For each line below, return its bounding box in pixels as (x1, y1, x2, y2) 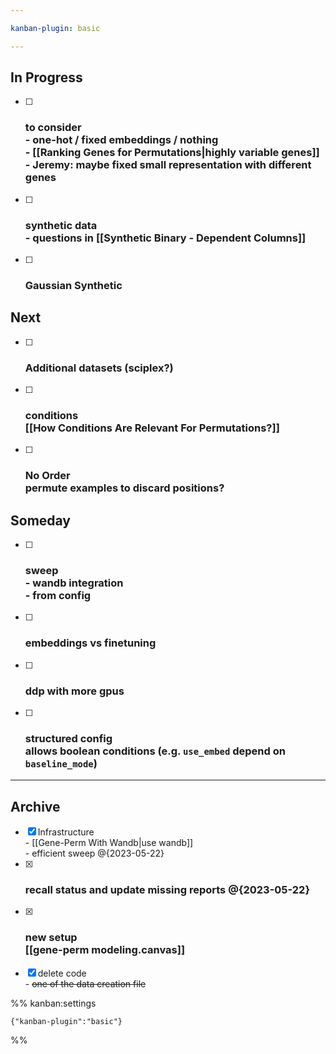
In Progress (10, 69, 83, 86)
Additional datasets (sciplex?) (24, 361, 174, 375)
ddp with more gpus (24, 684, 125, 698)
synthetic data (24, 218, 98, 232)
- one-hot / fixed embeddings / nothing (24, 133, 219, 147)
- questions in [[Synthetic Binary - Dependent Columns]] (24, 231, 307, 245)
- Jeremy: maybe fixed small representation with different (24, 158, 312, 172)
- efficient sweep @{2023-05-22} (24, 847, 165, 860)
